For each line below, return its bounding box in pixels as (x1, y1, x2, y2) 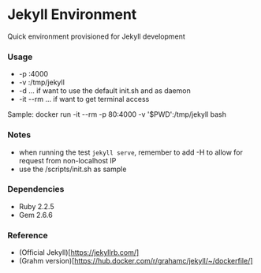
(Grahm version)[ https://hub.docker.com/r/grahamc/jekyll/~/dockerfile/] (18, 256, 253, 266)
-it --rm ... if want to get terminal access (18, 95, 150, 104)
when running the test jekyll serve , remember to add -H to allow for (18, 148, 244, 157)
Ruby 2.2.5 (18, 201, 54, 211)
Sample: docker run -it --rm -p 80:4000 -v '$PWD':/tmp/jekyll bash (7, 110, 226, 119)
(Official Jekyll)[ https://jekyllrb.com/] (18, 248, 140, 257)
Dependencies (7, 184, 65, 195)
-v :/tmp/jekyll (18, 77, 65, 88)
